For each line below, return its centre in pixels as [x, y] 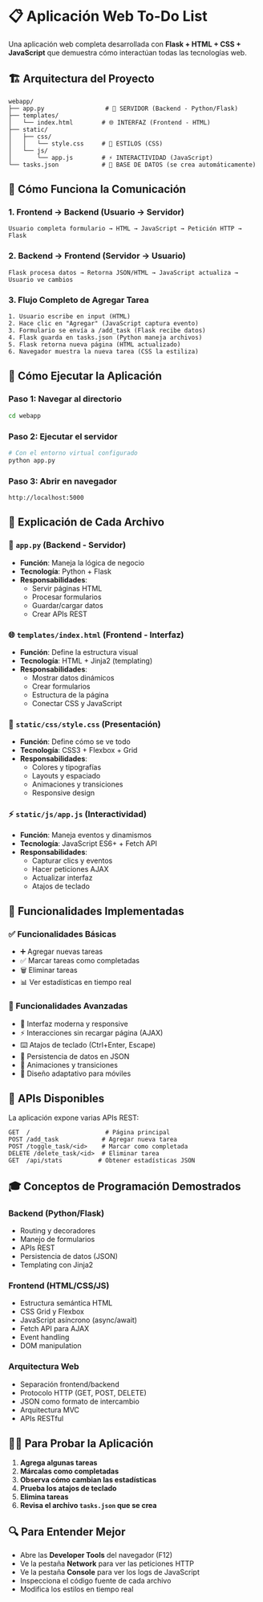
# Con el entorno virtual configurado [73, 453]
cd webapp [25, 415]
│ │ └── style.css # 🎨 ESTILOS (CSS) [85, 143]
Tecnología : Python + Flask [66, 571]
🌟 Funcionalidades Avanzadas [68, 1006]
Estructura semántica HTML [66, 1303]
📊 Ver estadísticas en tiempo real [76, 983]
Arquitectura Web [44, 1367]
